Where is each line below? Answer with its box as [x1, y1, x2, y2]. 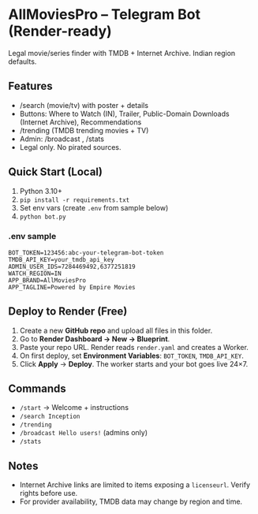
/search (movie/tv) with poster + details [19, 100, 148, 110]
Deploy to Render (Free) [8, 305, 128, 318]
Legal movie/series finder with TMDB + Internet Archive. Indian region [8, 48, 236, 58]
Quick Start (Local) [8, 166, 103, 179]
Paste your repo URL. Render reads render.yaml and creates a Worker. [19, 342, 249, 352]
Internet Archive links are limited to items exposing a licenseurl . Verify [19, 480, 251, 490]
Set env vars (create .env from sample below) [19, 203, 169, 212]
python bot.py [19, 213, 66, 221]
